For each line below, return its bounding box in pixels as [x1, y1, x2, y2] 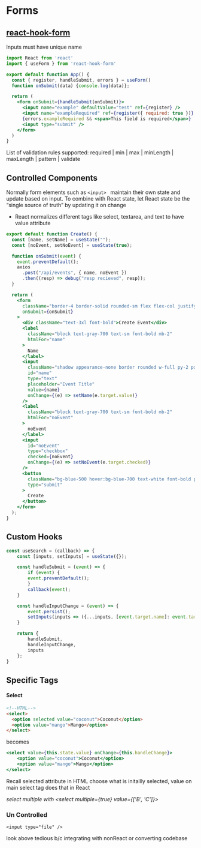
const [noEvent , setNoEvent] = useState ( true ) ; [11, 242, 133, 248]
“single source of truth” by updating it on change [6, 202, 127, 209]
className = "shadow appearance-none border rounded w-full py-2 [28, 365, 188, 371]
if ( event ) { [28, 570, 60, 576]
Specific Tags [6, 675, 59, 685]
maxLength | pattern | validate [6, 156, 81, 163]
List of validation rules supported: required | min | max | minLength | [6, 149, 174, 156]
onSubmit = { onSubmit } [22, 309, 74, 315]
